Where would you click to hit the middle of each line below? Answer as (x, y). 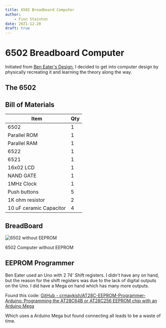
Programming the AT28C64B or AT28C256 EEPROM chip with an (90, 301)
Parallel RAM (23, 144)
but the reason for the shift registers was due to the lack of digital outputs (81, 280)
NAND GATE (22, 176)
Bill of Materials (30, 104)
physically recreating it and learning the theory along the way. (69, 72)
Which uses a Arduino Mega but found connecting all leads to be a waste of (83, 316)
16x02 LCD (21, 167)
